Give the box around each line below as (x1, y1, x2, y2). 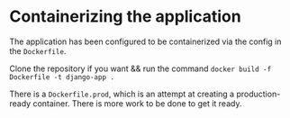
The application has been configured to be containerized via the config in (9, 36, 282, 47)
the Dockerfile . (9, 45, 67, 56)
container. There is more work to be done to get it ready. (32, 97, 242, 109)
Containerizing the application (9, 6, 241, 27)
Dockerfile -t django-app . (9, 72, 115, 82)
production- (236, 88, 281, 99)
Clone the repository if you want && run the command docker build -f (9, 63, 272, 74)
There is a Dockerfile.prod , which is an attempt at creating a (9, 88, 235, 99)
